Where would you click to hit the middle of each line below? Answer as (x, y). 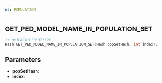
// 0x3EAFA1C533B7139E (28, 40)
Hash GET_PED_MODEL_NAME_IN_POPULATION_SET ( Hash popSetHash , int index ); (81, 45)
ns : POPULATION (20, 9)
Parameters (23, 60)
